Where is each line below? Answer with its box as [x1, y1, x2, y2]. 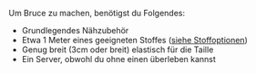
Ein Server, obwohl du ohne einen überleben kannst [21, 54, 216, 64]
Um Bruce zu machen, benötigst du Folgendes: [8, 8, 186, 18]
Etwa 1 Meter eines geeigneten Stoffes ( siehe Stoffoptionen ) [21, 35, 248, 45]
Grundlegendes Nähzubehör [21, 25, 129, 35]
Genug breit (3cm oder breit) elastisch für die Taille [21, 44, 214, 55]
